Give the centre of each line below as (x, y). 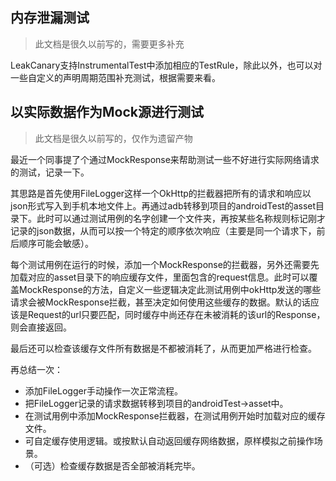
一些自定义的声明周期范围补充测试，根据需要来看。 (115, 77)
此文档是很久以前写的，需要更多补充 (109, 44)
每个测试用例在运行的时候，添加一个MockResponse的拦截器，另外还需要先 (165, 264)
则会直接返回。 (41, 327)
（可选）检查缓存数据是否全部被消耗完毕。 (112, 465)
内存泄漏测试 (50, 18)
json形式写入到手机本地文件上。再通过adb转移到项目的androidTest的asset (163, 205)
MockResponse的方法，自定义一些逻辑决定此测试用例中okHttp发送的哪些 (170, 289)
